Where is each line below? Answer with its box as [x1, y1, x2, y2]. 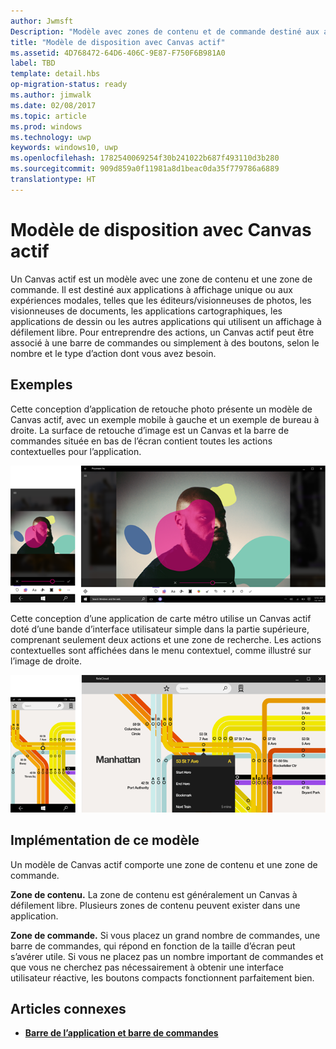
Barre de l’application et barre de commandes [24, 1027, 219, 1039]
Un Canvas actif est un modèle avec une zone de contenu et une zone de [10, 273, 313, 285]
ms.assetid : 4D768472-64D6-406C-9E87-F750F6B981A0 [10, 48, 226, 58]
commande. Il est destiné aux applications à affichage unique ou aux [10, 283, 293, 295]
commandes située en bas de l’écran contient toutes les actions [10, 435, 273, 447]
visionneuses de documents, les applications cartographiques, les [10, 305, 283, 317]
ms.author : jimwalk [10, 90, 92, 100]
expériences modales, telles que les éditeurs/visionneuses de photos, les [10, 294, 312, 306]
